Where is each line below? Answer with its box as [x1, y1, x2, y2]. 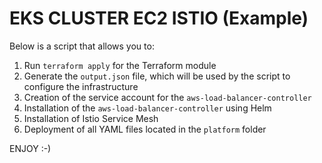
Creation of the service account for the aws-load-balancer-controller [23, 91, 312, 103]
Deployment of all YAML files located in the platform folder [23, 123, 267, 135]
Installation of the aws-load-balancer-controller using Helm [23, 102, 272, 114]
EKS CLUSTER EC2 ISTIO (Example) [9, 7, 309, 30]
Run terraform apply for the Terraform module [23, 59, 217, 71]
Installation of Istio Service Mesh [23, 112, 159, 124]
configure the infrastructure [23, 80, 139, 92]
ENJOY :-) [9, 142, 52, 154]
